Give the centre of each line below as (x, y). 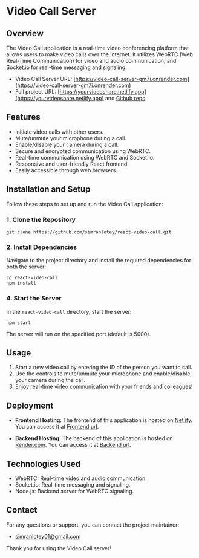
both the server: (26, 267)
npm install (21, 283)
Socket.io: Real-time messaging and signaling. (73, 484)
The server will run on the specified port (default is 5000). (79, 334)
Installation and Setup (48, 190)
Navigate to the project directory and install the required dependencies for (99, 261)
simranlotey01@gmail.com (48, 536)
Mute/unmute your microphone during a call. (71, 138)
